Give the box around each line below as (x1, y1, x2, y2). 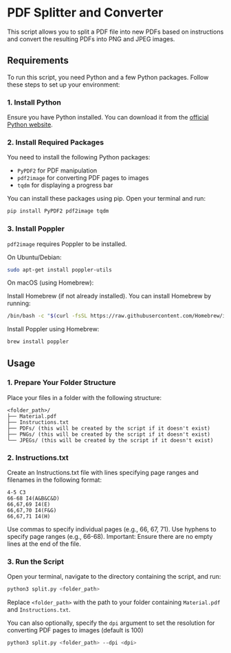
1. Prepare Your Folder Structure (7, 378, 116, 388)
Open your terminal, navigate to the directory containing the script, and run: (7, 573, 221, 581)
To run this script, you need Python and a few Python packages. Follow (7, 73, 209, 81)
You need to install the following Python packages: (7, 153, 151, 162)
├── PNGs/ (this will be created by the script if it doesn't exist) (7, 431, 211, 438)
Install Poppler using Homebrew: (7, 325, 100, 333)
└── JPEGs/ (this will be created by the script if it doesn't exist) (7, 436, 214, 444)
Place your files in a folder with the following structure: (7, 393, 162, 401)
